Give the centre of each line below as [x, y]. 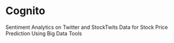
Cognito [25, 11]
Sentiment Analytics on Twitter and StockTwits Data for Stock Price [87, 27]
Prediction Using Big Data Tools [44, 33]
